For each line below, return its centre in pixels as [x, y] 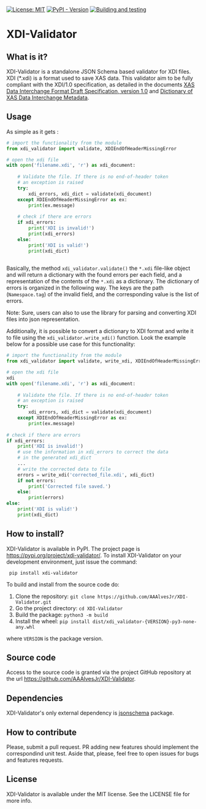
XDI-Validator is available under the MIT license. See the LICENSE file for [98, 794]
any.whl [25, 627]
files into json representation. [43, 320]
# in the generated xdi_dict [55, 458]
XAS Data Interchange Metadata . [48, 98]
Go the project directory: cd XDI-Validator [69, 608]
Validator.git [33, 602]
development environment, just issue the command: [72, 562]
